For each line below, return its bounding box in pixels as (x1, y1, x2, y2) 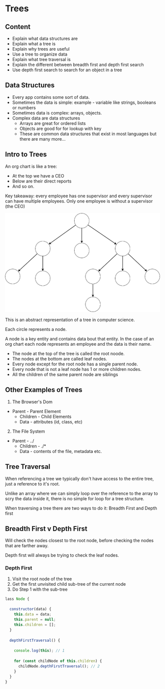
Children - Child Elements (19, 414, 72, 419)
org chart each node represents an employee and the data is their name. (5, 341, 152, 347)
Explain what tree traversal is (12, 57, 71, 62)
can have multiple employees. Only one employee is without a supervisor (5, 198, 153, 204)
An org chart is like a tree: (5, 163, 57, 169)
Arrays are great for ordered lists (19, 120, 86, 126)
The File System (12, 428, 45, 434)
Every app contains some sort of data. (12, 94, 90, 100)
